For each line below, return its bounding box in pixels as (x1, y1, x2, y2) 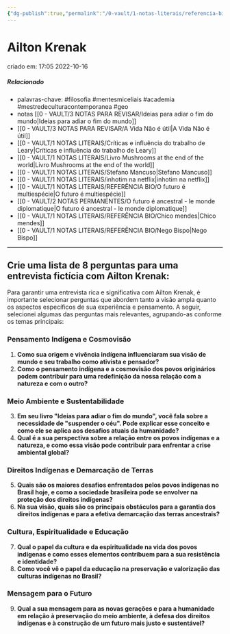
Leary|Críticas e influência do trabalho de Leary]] (16, 146, 157, 154)
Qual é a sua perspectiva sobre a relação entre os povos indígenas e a (16, 433, 220, 442)
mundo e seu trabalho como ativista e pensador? (16, 357, 159, 366)
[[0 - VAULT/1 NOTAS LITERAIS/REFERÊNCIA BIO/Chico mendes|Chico (16, 212, 216, 220)
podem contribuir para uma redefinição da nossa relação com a (16, 372, 202, 380)
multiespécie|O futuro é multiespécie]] (16, 190, 126, 198)
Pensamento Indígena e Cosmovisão (7, 335, 131, 344)
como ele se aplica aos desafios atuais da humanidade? (16, 426, 179, 435)
